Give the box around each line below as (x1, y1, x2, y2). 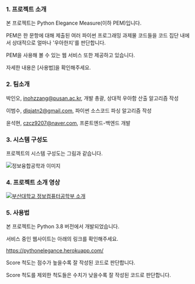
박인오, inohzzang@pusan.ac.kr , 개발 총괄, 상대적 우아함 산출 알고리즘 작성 (6, 95, 179, 102)
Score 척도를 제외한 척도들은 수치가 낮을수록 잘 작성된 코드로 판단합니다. (6, 272, 171, 279)
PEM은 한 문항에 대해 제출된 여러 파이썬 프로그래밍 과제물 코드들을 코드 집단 (6, 32, 179, 39)
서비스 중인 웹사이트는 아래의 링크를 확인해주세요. (6, 235, 119, 243)
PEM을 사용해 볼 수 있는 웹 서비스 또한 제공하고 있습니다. (6, 51, 135, 59)
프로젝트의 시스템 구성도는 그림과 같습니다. (6, 150, 103, 157)
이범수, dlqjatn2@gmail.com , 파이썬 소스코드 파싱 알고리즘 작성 (6, 107, 152, 114)
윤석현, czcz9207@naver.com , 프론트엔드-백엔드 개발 (6, 119, 131, 126)
